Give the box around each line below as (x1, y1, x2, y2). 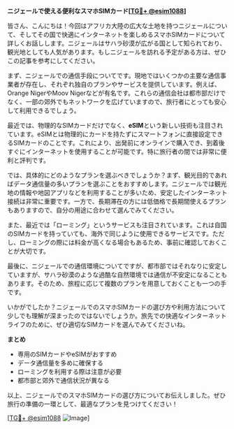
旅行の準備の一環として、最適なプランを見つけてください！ (7, 400, 178, 408)
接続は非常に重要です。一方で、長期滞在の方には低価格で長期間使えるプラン (7, 197, 227, 205)
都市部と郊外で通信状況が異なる (17, 377, 110, 384)
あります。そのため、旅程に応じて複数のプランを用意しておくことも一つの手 (7, 279, 227, 287)
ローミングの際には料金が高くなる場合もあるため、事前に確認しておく (19, 238, 221, 247)
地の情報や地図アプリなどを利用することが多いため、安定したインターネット (7, 189, 228, 196)
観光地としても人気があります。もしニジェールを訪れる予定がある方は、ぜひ (7, 48, 227, 56)
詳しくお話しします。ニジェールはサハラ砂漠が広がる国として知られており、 (7, 39, 226, 48)
